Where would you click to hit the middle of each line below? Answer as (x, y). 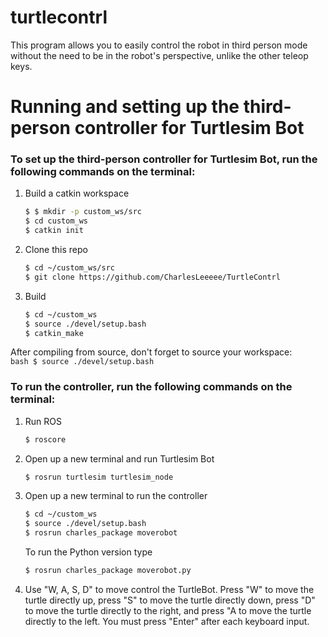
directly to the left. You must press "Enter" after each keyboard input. (167, 621)
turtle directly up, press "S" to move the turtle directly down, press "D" (170, 600)
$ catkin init (54, 231)
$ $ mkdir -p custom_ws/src (83, 212)
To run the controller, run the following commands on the (151, 387)
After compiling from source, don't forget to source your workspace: (151, 352)
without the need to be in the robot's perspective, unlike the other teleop (159, 55)
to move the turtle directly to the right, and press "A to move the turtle (168, 610)
